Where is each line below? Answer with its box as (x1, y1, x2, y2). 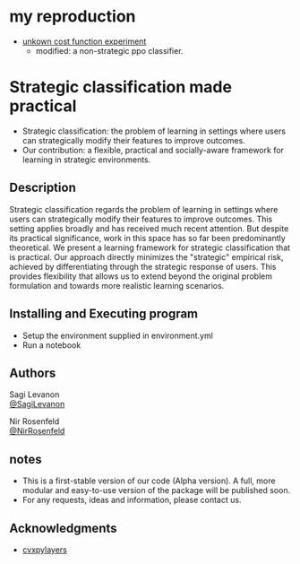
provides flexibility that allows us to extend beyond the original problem (9, 271, 273, 282)
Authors (9, 365, 56, 380)
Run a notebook (21, 339, 81, 351)
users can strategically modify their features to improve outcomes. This (9, 213, 273, 224)
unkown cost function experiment (21, 36, 147, 47)
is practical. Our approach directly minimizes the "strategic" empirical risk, (9, 251, 284, 262)
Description (9, 180, 76, 195)
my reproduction (9, 6, 136, 27)
